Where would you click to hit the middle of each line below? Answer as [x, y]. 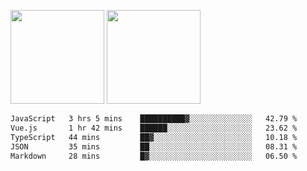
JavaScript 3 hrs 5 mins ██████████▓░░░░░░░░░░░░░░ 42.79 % [154, 119]
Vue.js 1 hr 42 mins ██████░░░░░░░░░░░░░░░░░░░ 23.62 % [154, 128]
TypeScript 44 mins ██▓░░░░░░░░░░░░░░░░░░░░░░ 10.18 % [154, 137]
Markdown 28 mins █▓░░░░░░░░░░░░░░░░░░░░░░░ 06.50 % [154, 156]
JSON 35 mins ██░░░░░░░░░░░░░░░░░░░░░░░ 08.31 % [154, 146]
